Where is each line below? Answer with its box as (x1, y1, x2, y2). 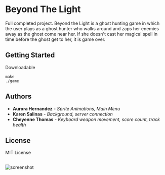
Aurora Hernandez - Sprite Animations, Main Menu (12, 105, 120, 111)
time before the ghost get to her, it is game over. (5, 36, 106, 42)
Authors (5, 92, 32, 101)
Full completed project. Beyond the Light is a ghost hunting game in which (5, 20, 160, 26)
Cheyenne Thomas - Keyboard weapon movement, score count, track (12, 116, 160, 122)
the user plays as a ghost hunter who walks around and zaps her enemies (5, 25, 159, 31)
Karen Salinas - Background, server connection (12, 111, 113, 117)
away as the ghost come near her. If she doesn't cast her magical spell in (5, 31, 158, 37)
